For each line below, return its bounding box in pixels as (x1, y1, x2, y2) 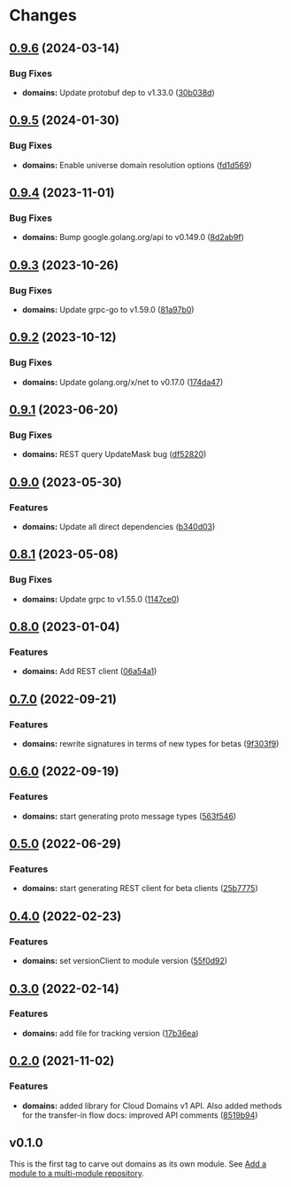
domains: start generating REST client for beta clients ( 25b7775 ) (21, 883, 258, 894)
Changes (9, 5, 77, 26)
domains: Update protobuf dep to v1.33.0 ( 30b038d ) (21, 87, 215, 97)
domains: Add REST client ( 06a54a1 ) (21, 666, 157, 677)
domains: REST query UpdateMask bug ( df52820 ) (21, 449, 207, 460)
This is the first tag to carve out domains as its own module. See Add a (9, 1159, 267, 1169)
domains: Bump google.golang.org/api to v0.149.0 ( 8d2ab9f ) (21, 232, 245, 243)
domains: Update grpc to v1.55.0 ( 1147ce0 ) (21, 593, 180, 604)
